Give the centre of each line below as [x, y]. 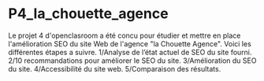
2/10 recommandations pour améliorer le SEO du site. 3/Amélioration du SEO [132, 61]
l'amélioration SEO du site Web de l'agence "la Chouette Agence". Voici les [130, 43]
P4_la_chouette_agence [88, 14]
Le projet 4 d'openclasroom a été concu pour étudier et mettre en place [125, 35]
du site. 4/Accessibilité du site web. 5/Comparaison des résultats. [115, 68]
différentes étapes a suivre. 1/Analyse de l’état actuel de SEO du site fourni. [130, 52]
